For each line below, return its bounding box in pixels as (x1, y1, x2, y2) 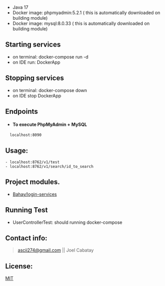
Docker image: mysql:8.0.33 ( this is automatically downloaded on (12, 20, 150, 26)
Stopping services (5, 74, 64, 82)
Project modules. (5, 178, 61, 186)
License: (5, 262, 33, 270)
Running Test (5, 206, 48, 214)
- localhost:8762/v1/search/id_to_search (5, 164, 94, 169)
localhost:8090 (10, 132, 42, 138)
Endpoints (5, 107, 38, 116)
